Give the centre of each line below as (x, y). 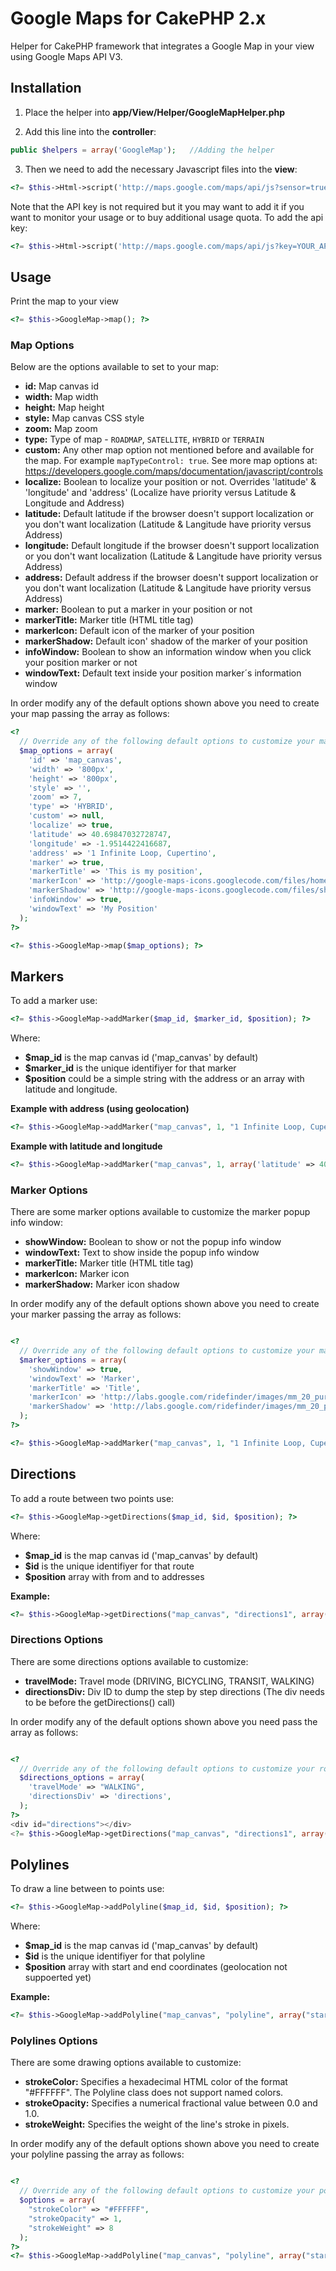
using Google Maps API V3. (66, 56)
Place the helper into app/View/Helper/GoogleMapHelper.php (155, 112)
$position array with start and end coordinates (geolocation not (156, 1967)
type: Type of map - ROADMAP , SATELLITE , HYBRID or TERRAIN (144, 439)
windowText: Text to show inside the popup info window (142, 1253)
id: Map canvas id (62, 386)
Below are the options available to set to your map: (114, 367)
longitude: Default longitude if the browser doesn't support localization (172, 546)
